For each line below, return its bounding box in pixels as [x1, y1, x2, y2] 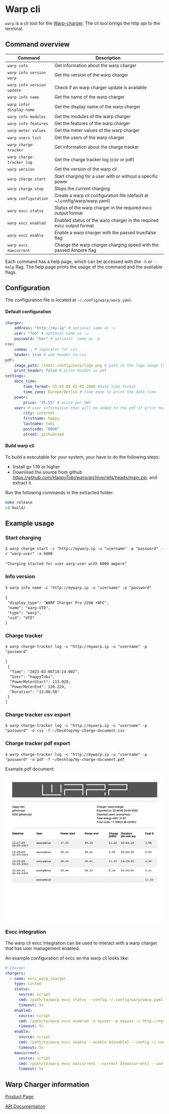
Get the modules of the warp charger [54, 113, 131, 119]
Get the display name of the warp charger [54, 104, 141, 109]
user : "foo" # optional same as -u [14, 331, 89, 336]
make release [5, 500, 33, 505]
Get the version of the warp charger [54, 72, 129, 78]
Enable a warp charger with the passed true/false [54, 229, 156, 235]
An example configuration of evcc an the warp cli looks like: [5, 955, 129, 961]
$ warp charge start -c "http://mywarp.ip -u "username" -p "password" [5, 546, 158, 551]
